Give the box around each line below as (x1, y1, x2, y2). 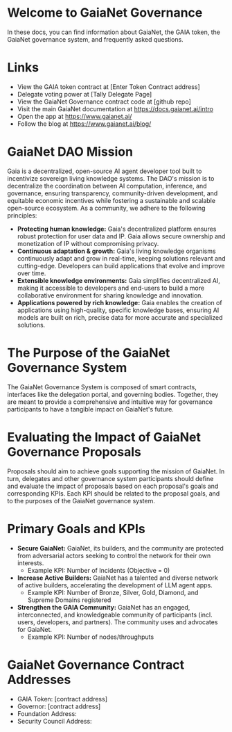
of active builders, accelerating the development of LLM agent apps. (17, 580, 213, 589)
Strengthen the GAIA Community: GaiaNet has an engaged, (17, 603, 190, 611)
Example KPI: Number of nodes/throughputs (27, 633, 154, 641)
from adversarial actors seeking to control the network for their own (17, 551, 211, 560)
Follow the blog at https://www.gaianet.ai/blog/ (17, 120, 152, 128)
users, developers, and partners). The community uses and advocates (17, 617, 218, 626)
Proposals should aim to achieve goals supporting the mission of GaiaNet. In (7, 467, 225, 475)
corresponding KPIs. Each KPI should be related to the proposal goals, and (7, 489, 220, 498)
